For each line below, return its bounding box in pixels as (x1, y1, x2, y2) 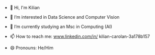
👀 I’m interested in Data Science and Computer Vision (9, 14, 120, 20)
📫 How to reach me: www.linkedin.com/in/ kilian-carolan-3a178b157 (9, 33, 150, 39)
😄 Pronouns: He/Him (9, 45, 54, 51)
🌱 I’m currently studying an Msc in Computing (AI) (9, 24, 113, 29)
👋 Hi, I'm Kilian (9, 5, 40, 10)
